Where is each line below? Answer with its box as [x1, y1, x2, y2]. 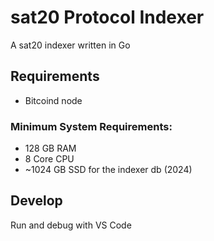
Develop [10, 192, 63, 210]
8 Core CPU [24, 153, 75, 165]
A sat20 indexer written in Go [10, 39, 131, 51]
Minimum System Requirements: [10, 119, 173, 133]
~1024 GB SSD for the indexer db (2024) [24, 164, 193, 176]
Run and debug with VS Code [10, 219, 132, 231]
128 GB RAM [24, 142, 77, 155]
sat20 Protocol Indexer [10, 6, 205, 29]
